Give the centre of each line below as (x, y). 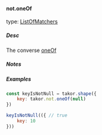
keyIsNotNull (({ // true (37, 116)
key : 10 (26, 121)
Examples (19, 79)
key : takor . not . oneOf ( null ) (51, 99)
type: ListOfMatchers (32, 22)
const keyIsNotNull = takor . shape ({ (51, 93)
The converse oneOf (31, 50)
